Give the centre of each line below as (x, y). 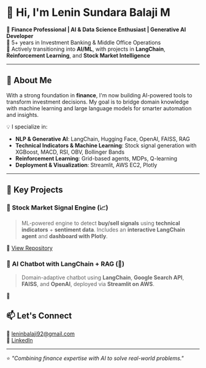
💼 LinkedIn (20, 340)
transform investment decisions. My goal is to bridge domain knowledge (97, 102)
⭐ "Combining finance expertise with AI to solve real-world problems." (95, 358)
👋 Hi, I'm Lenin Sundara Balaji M (88, 13)
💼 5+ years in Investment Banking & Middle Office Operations (84, 42)
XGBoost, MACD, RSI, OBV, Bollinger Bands (70, 152)
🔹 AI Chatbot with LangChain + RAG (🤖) (65, 264)
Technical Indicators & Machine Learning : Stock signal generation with (106, 145)
